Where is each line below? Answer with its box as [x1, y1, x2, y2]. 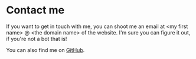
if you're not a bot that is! [6, 35, 67, 42]
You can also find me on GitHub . [6, 46, 85, 53]
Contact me [6, 4, 65, 17]
